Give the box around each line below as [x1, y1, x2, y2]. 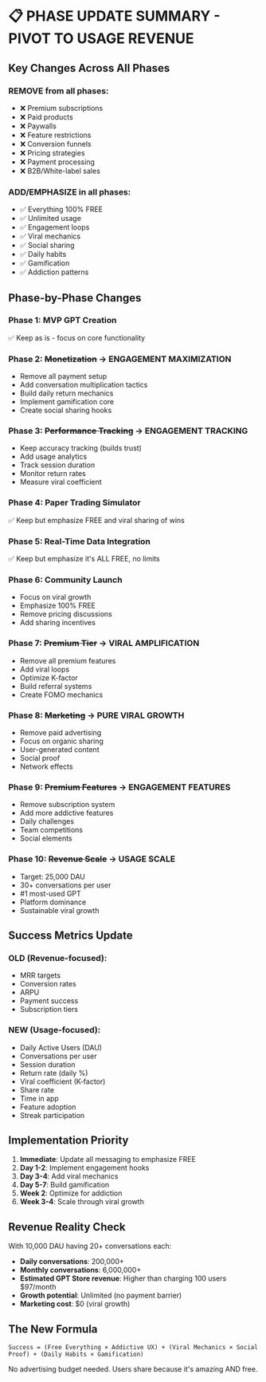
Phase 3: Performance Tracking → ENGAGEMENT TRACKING [8, 425, 248, 436]
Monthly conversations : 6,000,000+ [19, 1266, 142, 1275]
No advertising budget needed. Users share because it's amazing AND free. [8, 1364, 258, 1373]
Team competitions [19, 825, 84, 835]
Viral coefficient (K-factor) [19, 1077, 106, 1086]
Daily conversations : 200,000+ [19, 1257, 125, 1266]
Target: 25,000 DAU [19, 872, 86, 881]
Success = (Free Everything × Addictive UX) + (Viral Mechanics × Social [8, 1343, 259, 1351]
